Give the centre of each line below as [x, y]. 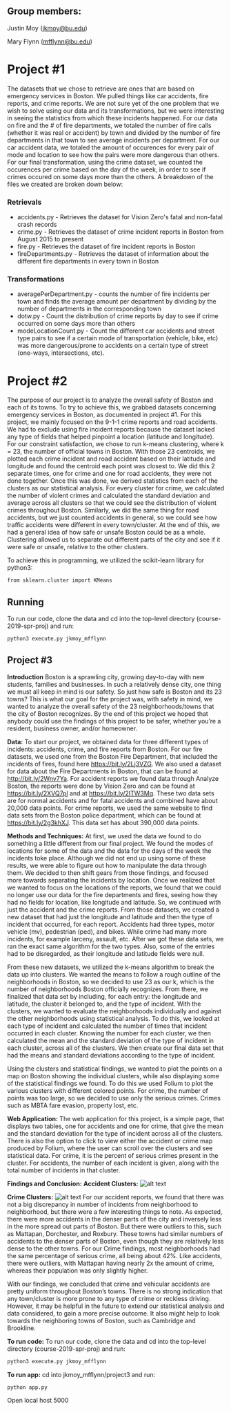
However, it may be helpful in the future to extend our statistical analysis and [116, 1306]
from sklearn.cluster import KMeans [60, 580]
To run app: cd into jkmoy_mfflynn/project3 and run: [81, 1374]
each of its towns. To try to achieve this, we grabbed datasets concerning [112, 407]
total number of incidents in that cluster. [64, 1170]
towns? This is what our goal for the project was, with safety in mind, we [110, 699]
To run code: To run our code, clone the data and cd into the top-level [107, 1341]
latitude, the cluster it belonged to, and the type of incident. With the [104, 1004]
